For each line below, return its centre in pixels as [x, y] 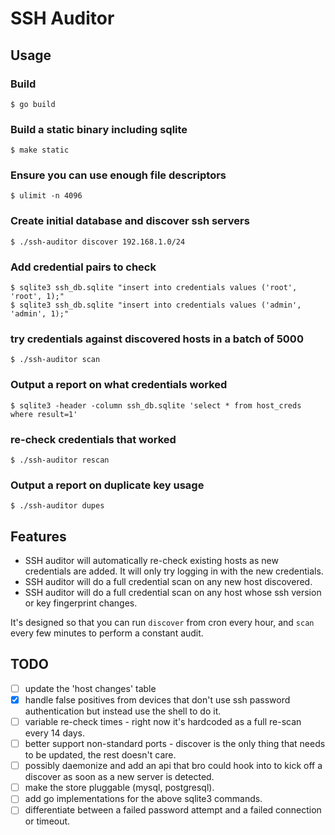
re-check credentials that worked [93, 439]
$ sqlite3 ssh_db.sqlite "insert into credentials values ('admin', [156, 305]
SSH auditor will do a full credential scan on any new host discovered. [168, 582]
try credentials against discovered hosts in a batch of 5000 [157, 339]
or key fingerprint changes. [81, 603]
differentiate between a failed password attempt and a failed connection [173, 810]
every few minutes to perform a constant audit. [107, 633]
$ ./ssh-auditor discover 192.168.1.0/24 [98, 242]
